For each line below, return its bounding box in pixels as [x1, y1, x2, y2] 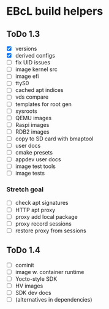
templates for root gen [15, 100, 72, 108]
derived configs [15, 52, 55, 59]
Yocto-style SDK [15, 275, 58, 283]
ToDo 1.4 [6, 245, 41, 256]
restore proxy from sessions [15, 227, 87, 234]
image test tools [15, 162, 56, 170]
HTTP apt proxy [15, 206, 56, 213]
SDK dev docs [15, 289, 51, 296]
